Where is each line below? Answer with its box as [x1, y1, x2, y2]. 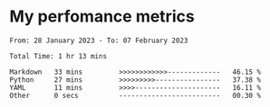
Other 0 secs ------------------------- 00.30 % [9, 91, 261, 100]
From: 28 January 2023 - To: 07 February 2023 [9, 36, 188, 45]
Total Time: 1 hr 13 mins [9, 51, 107, 60]
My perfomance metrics [9, 6, 195, 27]
